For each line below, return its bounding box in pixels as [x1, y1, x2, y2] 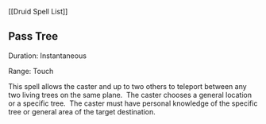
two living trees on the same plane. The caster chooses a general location [8, 90, 253, 99]
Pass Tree [8, 29, 58, 43]
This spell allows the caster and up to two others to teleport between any [8, 81, 248, 91]
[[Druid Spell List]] [8, 7, 68, 16]
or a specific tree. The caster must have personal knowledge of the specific [8, 99, 258, 108]
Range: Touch [8, 66, 54, 76]
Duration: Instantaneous [8, 51, 87, 60]
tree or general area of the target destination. [8, 107, 156, 116]
